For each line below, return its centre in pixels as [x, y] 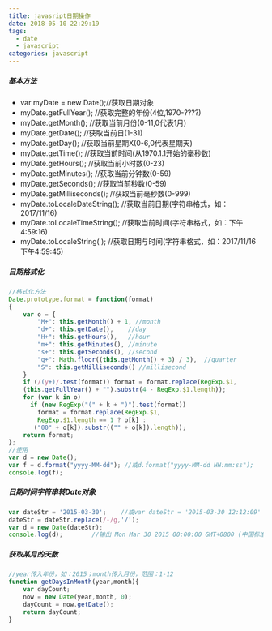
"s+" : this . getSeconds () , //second [98, 352]
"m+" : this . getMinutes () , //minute [98, 345]
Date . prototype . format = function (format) [81, 299]
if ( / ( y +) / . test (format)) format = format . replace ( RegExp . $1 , [130, 382]
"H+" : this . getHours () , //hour [94, 337]
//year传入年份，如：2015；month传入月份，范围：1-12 [91, 574]
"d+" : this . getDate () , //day [92, 329]
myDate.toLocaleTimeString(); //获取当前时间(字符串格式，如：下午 [132, 222]
